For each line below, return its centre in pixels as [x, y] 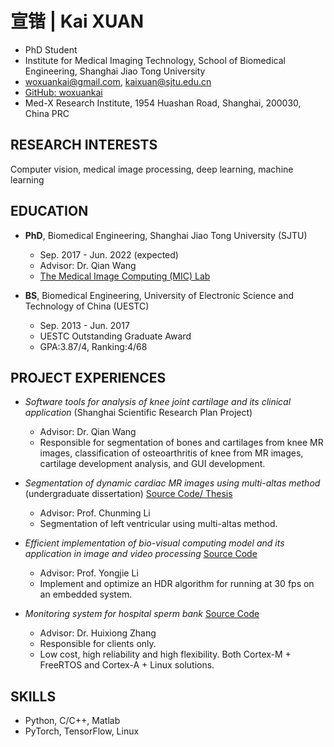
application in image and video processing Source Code [141, 554]
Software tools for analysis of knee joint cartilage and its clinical [158, 402]
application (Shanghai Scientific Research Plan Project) [138, 413]
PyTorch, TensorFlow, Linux [82, 731]
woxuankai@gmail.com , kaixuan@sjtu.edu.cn [118, 81]
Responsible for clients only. [98, 644]
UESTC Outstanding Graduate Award [115, 336]
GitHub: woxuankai [63, 92]
